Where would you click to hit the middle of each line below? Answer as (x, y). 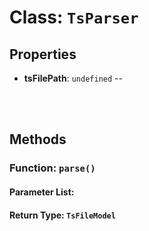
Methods (38, 139)
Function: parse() (52, 168)
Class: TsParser (74, 17)
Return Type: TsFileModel (62, 215)
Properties (43, 54)
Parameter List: (42, 192)
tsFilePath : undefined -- (73, 78)
